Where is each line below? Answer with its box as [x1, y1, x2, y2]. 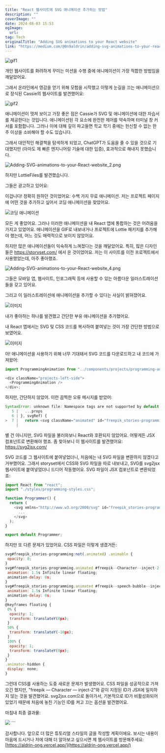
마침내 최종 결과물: [5, 710, 41, 715]
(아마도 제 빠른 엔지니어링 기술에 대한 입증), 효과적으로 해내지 [22, 146, 139, 152]
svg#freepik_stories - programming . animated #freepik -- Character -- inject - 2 [5, 565, 160, 570]
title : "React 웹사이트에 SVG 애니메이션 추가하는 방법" [5, 7, 108, 12]
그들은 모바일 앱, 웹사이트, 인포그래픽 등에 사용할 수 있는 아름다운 [5, 275, 130, 281]
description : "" [5, 12, 38, 17]
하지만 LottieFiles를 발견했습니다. [5, 172, 70, 178]
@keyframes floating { [5, 602, 52, 607]
